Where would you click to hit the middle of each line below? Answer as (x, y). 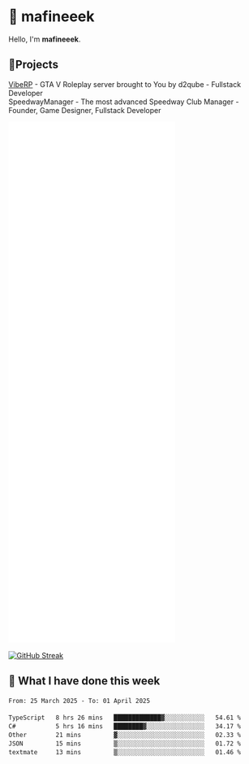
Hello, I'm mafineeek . (45, 39)
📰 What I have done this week (84, 681)
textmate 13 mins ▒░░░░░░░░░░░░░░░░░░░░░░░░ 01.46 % (125, 752)
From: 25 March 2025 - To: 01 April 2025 (79, 701)
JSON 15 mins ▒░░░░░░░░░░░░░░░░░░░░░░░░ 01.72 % (125, 744)
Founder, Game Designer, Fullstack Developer (85, 110)
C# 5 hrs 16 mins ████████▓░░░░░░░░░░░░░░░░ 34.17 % (125, 727)
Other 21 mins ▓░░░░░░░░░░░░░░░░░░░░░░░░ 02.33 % (125, 736)
